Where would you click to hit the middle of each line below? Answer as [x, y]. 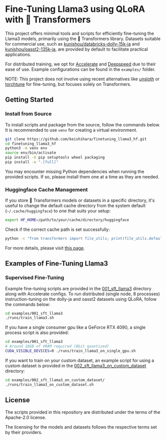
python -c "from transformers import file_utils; [57, 239]
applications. [18, 54]
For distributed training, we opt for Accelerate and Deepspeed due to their [81, 64]
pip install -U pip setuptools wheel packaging [55, 158]
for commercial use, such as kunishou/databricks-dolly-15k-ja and [72, 44]
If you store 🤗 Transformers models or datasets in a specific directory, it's [80, 200]
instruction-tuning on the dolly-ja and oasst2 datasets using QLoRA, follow [81, 299]
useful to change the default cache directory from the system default [75, 206]
